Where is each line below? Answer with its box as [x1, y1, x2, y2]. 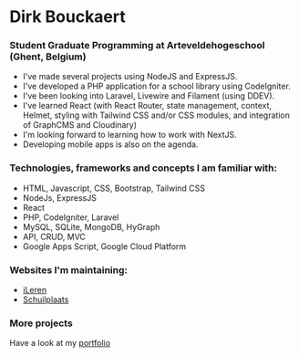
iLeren [22, 285, 47, 296]
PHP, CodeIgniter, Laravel [22, 212, 119, 223]
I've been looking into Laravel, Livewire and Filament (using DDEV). [22, 90, 275, 101]
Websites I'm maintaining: [9, 263, 129, 276]
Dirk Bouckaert [9, 6, 126, 27]
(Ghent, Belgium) [9, 50, 87, 63]
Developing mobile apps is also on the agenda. [22, 139, 199, 150]
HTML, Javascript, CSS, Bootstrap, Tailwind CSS [22, 183, 206, 194]
